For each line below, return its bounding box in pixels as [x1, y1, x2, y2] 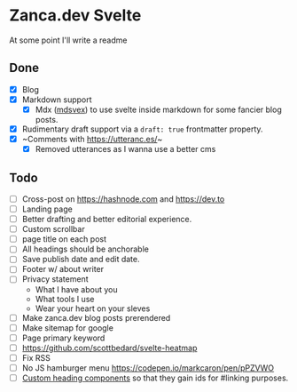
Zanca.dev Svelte [9, 5, 142, 26]
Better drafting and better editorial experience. [21, 214, 192, 225]
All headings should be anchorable [21, 244, 149, 254]
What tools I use [35, 293, 95, 304]
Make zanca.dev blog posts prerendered [21, 312, 171, 323]
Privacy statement [21, 274, 89, 284]
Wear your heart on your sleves [35, 303, 151, 314]
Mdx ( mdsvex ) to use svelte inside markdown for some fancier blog [35, 104, 282, 115]
